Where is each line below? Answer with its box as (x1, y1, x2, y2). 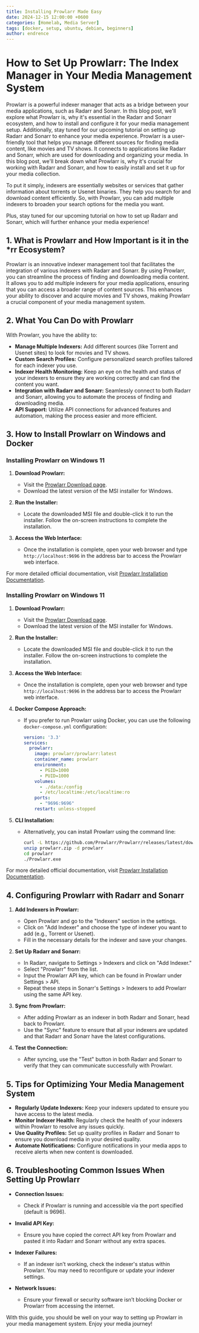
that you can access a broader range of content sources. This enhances (6, 286, 182, 293)
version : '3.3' (23, 734, 61, 740)
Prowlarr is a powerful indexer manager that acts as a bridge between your (6, 101, 189, 108)
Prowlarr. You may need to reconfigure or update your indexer (23, 1267, 175, 1274)
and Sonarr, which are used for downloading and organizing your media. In (6, 152, 188, 159)
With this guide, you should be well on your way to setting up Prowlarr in (6, 1313, 183, 1321)
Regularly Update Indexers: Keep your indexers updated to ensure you (14, 1104, 189, 1111)
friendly (6, 139, 25, 146)
